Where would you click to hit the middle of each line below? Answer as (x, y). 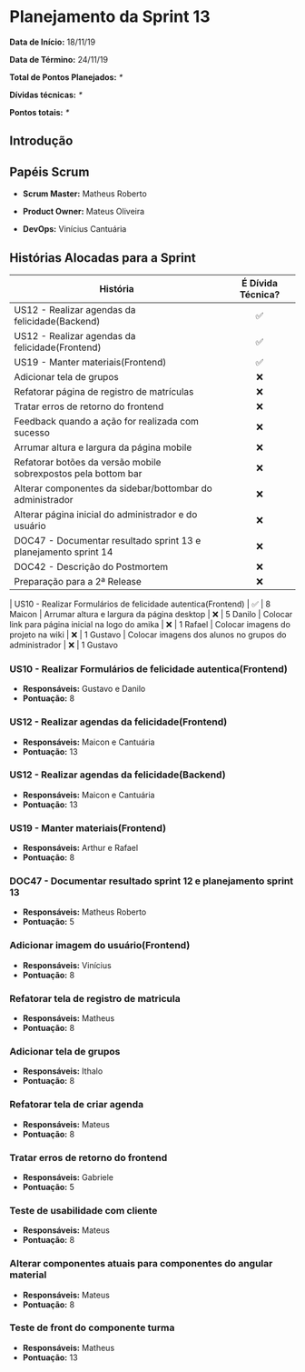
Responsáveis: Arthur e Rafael (80, 848)
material (28, 1275)
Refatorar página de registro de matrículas (104, 391)
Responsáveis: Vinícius (67, 965)
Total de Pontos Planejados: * (66, 77)
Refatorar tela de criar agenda (77, 1105)
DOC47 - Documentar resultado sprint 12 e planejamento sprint (151, 881)
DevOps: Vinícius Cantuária (74, 229)
